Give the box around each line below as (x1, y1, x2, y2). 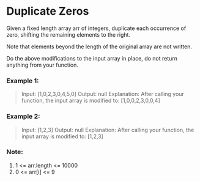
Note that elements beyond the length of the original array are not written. (6, 43, 193, 50)
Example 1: (6, 76, 39, 85)
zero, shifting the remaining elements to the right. (6, 31, 130, 38)
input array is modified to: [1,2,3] (21, 133, 104, 140)
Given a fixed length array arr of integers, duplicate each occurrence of (6, 24, 187, 32)
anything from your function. (6, 61, 78, 68)
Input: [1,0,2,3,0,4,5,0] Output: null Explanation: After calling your (21, 90, 185, 98)
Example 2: (6, 112, 40, 120)
